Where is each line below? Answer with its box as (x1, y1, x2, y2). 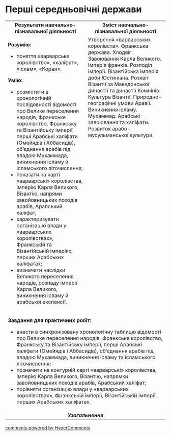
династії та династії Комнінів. (88, 87, 161, 94)
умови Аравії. (118, 99, 152, 106)
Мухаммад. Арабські (88, 112, 140, 119)
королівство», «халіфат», (16, 59, 79, 66)
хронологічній (16, 94, 52, 101)
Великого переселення (16, 272, 74, 280)
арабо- (111, 125, 131, 132)
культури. (129, 131, 154, 139)
